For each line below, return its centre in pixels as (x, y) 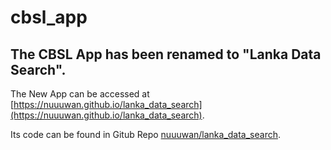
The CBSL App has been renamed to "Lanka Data (166, 54)
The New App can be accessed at (80, 94)
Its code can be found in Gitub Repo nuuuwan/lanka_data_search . (146, 134)
